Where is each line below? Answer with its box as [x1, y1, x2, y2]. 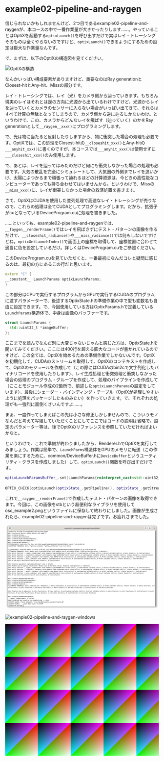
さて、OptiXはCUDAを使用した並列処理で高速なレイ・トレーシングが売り [5, 197, 152, 203]
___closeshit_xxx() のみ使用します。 [5, 152, 79, 158]
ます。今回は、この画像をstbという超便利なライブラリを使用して [5, 501, 135, 507]
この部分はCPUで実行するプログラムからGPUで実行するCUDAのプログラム [5, 291, 155, 297]
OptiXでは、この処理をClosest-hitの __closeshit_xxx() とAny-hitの [13, 140, 145, 146]
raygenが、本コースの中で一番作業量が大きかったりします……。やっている [5, 26, 155, 32]
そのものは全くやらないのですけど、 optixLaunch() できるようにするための [5, 38, 153, 45]
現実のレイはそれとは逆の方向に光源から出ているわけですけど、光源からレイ [5, 99, 159, 104]
